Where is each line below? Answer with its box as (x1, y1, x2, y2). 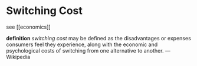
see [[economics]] (6, 23, 51, 30)
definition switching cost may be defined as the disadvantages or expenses (6, 34, 192, 41)
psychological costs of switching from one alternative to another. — (6, 47, 171, 54)
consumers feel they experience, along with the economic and (6, 41, 158, 48)
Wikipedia (6, 53, 31, 60)
